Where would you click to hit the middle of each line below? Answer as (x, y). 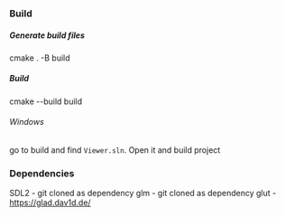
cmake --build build (46, 101)
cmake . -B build (40, 58)
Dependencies (42, 173)
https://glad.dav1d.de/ (51, 203)
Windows (27, 122)
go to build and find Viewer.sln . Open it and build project (115, 150)
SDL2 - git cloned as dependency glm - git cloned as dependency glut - (143, 193)
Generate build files (47, 35)
